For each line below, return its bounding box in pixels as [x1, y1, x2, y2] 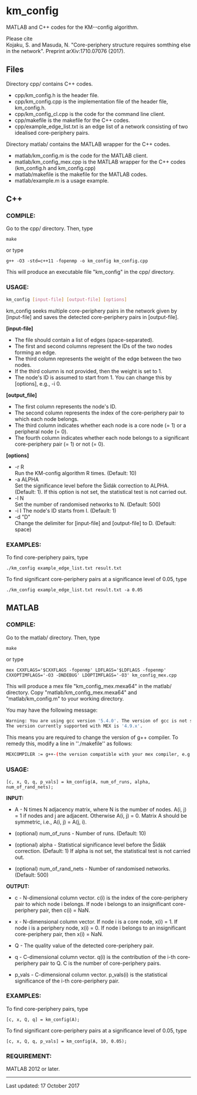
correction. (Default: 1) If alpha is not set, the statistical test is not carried [14, 847, 191, 854]
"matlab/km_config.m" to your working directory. [6, 695, 124, 702]
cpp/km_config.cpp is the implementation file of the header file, [14, 98, 168, 105]
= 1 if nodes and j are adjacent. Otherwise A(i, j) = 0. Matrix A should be [14, 812, 188, 819]
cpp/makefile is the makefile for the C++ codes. [14, 117, 130, 124]
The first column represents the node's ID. [14, 403, 117, 410]
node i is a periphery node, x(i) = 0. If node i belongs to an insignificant [14, 924, 186, 931]
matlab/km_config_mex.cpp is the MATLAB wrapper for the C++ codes [14, 158, 186, 165]
